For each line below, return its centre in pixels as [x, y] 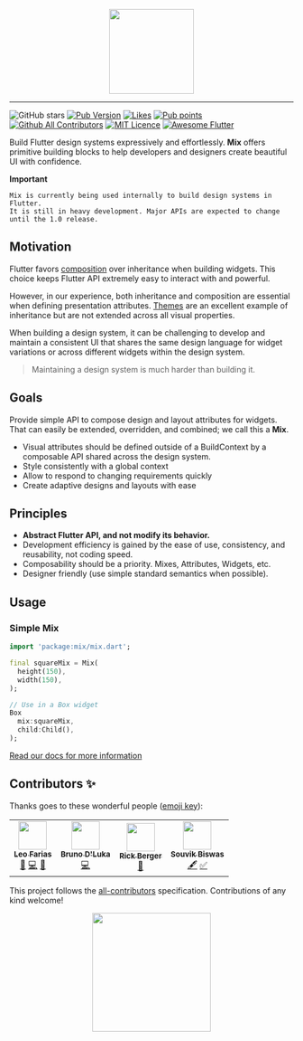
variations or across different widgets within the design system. [127, 352]
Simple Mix [34, 628]
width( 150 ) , [40, 680]
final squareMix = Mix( [54, 663]
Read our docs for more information [76, 755]
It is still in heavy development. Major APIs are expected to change [145, 212]
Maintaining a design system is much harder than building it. [143, 369]
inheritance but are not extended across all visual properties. [122, 315]
